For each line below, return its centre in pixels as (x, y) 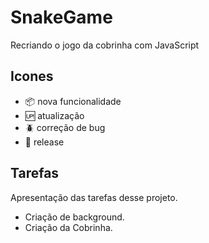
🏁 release (44, 142)
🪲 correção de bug (65, 127)
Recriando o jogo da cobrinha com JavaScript (105, 45)
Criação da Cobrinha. (68, 227)
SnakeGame (61, 17)
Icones (32, 76)
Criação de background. (74, 217)
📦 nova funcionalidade (73, 101)
